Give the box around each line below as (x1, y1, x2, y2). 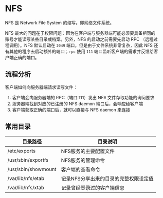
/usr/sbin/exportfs (7, 156, 49, 163)
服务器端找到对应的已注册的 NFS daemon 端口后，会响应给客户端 (12, 101, 143, 107)
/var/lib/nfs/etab (7, 175, 45, 181)
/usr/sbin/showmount (7, 166, 57, 173)
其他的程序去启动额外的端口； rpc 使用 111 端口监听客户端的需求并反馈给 (9, 48, 154, 54)
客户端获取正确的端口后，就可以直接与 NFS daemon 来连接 (12, 107, 130, 112)
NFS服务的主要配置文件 (61, 148, 115, 154)
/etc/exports (7, 147, 36, 154)
